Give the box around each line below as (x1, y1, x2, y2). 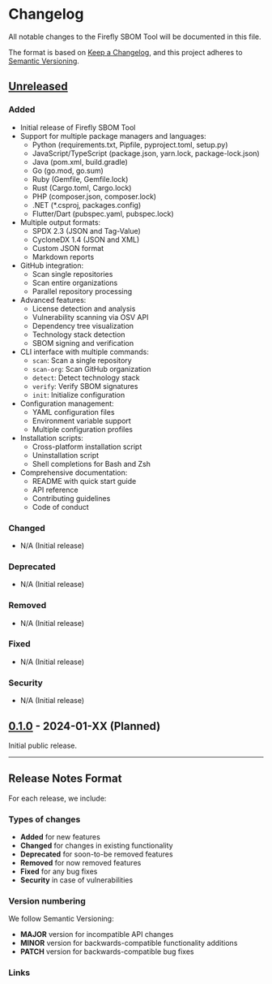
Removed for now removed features (19, 858, 142, 868)
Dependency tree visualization (32, 321, 134, 330)
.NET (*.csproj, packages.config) (32, 200, 142, 209)
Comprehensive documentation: (19, 468, 128, 477)
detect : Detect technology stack (32, 373, 140, 382)
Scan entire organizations (32, 278, 118, 287)
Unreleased (8, 80, 69, 93)
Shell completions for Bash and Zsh (32, 459, 151, 468)
